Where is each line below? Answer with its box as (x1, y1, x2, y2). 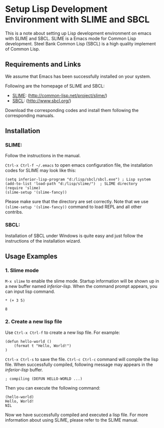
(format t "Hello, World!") (14, 343, 71, 348)
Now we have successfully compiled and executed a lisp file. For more (5, 412, 148, 418)
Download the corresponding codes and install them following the (5, 107, 139, 113)
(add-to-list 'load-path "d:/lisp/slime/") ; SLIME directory (5, 181, 138, 186)
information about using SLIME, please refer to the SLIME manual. (5, 417, 139, 423)
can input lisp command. (5, 288, 55, 294)
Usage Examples (5, 252, 58, 261)
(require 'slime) (5, 186, 41, 191)
